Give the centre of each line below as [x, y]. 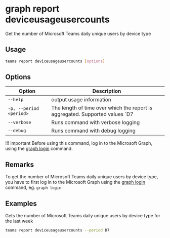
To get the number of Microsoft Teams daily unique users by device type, [82, 177]
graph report [32, 9]
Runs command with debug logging [93, 131]
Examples [21, 203]
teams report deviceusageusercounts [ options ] [55, 61]
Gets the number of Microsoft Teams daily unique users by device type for [83, 216]
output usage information [81, 100]
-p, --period [24, 109]
